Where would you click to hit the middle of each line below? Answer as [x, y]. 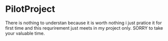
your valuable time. [25, 33]
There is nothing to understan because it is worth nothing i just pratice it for [84, 23]
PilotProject [30, 9]
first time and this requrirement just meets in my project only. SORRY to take [84, 28]
